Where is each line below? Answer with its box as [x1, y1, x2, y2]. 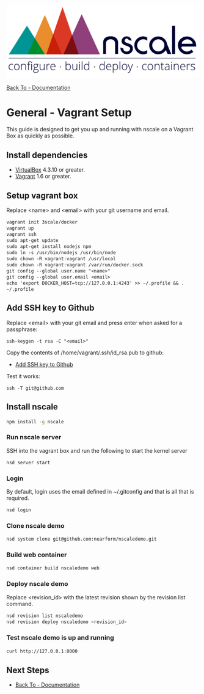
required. [6, 494, 29, 502]
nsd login [6, 506, 32, 513]
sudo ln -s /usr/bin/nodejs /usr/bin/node [6, 250, 116, 256]
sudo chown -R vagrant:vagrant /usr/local [6, 256, 116, 262]
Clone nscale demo [6, 521, 65, 530]
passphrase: [6, 326, 38, 333]
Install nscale [6, 402, 58, 412]
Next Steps [6, 665, 49, 675]
